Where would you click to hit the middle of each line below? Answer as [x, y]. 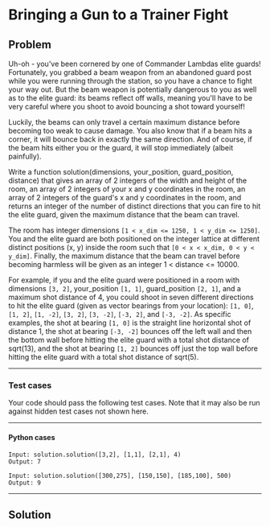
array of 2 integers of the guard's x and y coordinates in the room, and [125, 198]
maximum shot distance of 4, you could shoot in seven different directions [131, 297]
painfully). [25, 156]
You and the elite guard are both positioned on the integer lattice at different [134, 239]
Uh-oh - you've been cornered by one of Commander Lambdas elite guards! [135, 64]
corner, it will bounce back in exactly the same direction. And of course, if [131, 139]
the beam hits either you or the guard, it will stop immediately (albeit [121, 148]
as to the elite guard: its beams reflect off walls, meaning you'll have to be [131, 98]
